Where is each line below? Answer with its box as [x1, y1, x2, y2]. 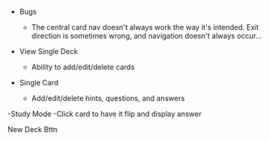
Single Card [19, 78, 59, 87]
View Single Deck [19, 47, 78, 56]
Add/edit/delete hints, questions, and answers [31, 93, 185, 103]
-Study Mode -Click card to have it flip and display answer [7, 109, 202, 118]
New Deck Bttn [7, 125, 58, 134]
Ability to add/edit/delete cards [31, 62, 135, 72]
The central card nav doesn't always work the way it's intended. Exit [31, 23, 259, 31]
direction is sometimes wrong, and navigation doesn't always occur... [31, 31, 262, 40]
